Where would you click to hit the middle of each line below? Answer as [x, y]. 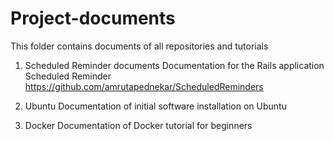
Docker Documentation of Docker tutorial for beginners [138, 125]
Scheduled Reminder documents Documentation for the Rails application [174, 65]
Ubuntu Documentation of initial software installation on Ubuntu [155, 106]
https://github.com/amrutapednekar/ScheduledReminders [144, 86]
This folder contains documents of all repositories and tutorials [139, 46]
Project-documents [93, 18]
